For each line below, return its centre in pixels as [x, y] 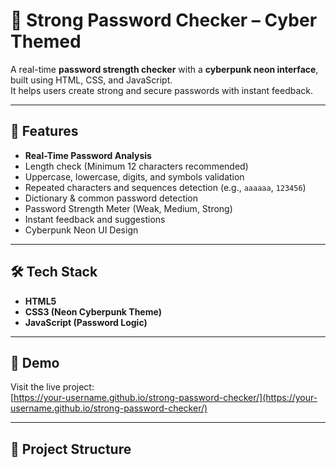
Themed [46, 41]
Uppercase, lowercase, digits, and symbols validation [134, 176]
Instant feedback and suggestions [95, 219]
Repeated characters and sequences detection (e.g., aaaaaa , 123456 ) [165, 187]
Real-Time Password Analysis [88, 155]
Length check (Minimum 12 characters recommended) [136, 166]
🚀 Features [44, 131]
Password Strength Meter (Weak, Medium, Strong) [128, 208]
